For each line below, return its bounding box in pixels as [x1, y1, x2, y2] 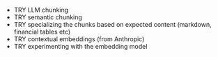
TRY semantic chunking [13, 13, 82, 21]
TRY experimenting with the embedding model [13, 43, 148, 50]
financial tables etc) [13, 27, 71, 36]
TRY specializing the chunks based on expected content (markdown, [13, 21, 212, 28]
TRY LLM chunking [13, 6, 69, 14]
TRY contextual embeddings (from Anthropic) [13, 35, 145, 43]
